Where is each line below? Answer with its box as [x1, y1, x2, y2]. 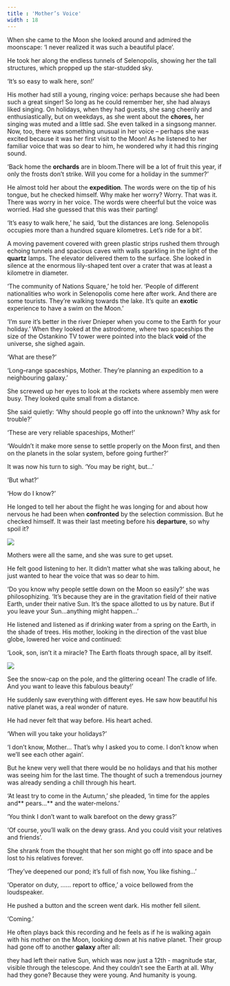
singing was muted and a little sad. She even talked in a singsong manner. [7, 119, 217, 128]
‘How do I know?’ [7, 489, 56, 497]
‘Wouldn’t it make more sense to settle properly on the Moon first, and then [7, 441, 220, 449]
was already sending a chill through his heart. [7, 778, 136, 786]
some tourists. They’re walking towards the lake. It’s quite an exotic [7, 296, 198, 304]
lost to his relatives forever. [7, 853, 84, 862]
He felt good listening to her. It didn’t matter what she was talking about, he [7, 564, 220, 572]
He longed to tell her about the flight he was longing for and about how [7, 502, 208, 511]
